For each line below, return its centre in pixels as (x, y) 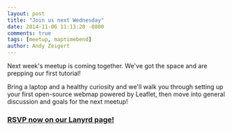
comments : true (29, 33)
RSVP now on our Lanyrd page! (61, 119)
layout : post (26, 14)
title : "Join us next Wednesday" (56, 20)
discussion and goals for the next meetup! (68, 101)
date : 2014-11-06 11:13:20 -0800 (56, 26)
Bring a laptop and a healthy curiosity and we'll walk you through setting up (115, 87)
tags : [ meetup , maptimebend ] (49, 40)
